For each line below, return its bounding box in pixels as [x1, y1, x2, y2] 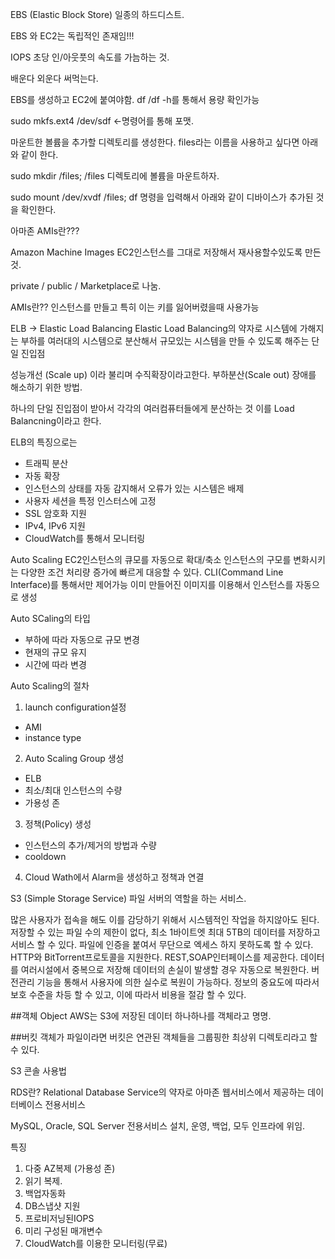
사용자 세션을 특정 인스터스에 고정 [24, 495, 157, 507]
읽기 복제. [24, 1175, 63, 1187]
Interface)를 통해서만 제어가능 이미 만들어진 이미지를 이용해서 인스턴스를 [10, 579, 294, 590]
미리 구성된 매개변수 [24, 1225, 103, 1237]
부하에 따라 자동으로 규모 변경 [24, 634, 140, 645]
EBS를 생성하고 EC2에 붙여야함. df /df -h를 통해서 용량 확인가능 [10, 94, 260, 105]
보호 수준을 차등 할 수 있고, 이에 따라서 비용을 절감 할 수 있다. [10, 989, 247, 1000]
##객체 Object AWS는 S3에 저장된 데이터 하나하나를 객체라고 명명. [10, 1010, 272, 1022]
